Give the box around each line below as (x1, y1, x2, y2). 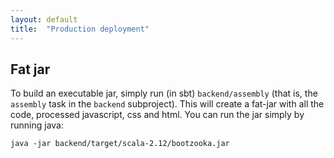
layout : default (10, 14, 78, 25)
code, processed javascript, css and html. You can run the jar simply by (10, 109, 305, 121)
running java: (10, 119, 65, 131)
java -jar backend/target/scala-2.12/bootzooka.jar (10, 139, 230, 149)
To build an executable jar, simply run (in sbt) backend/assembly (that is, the (10, 87, 318, 100)
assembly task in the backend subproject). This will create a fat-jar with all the (10, 98, 325, 110)
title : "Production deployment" (10, 24, 150, 34)
